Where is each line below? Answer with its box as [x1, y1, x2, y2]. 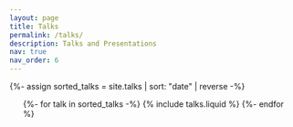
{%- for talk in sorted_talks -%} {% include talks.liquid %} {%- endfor [22, 99, 285, 110]
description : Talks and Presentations [9, 38, 157, 48]
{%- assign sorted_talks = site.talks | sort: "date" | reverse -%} [9, 81, 246, 91]
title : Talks [9, 22, 59, 31]
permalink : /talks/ [9, 30, 84, 39]
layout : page [9, 13, 59, 23]
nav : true [9, 48, 47, 57]
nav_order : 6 [9, 56, 59, 65]
